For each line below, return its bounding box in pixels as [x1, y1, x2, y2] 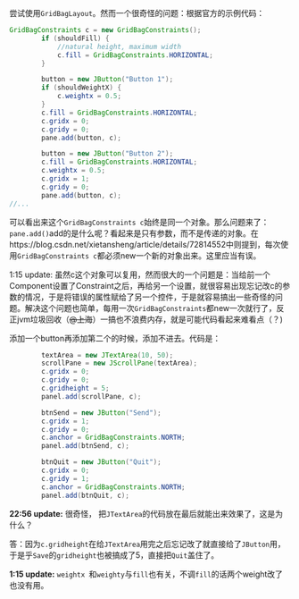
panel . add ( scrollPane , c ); [41, 392, 142, 401]
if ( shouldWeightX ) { [41, 83, 122, 92]
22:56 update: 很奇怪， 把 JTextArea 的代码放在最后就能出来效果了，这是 [9, 508, 276, 519]
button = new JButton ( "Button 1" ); [41, 75, 174, 84]
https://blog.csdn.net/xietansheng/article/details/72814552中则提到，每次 [9, 239, 281, 249]
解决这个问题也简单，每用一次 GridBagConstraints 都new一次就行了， [24, 302, 277, 313]
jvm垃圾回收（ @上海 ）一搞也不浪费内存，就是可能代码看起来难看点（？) [16, 314, 284, 325]
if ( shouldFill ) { [41, 34, 110, 43]
